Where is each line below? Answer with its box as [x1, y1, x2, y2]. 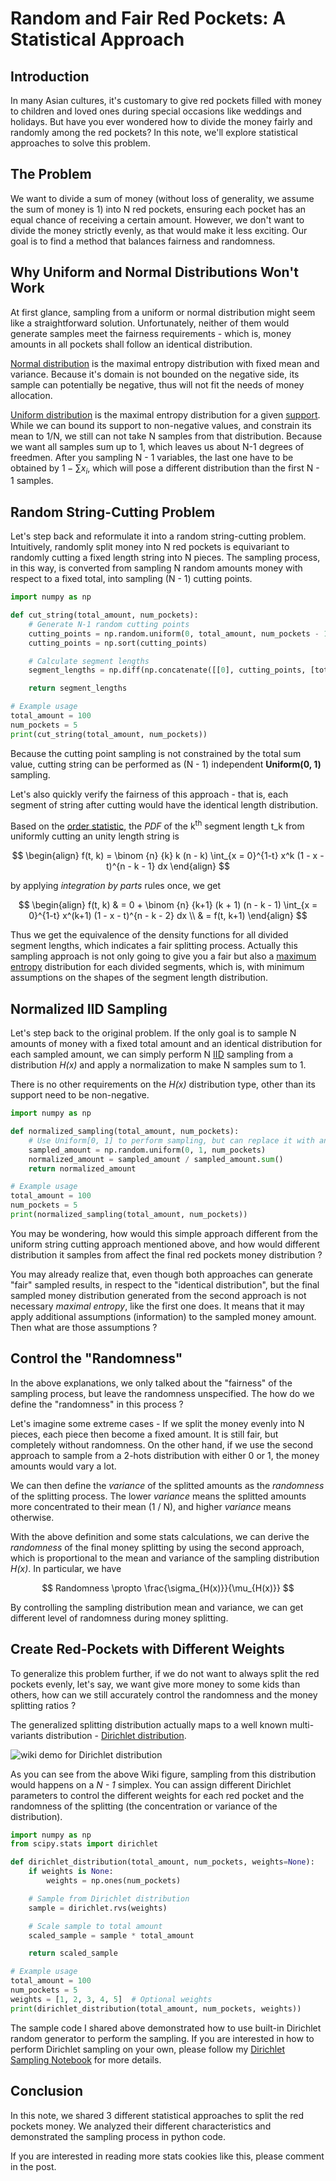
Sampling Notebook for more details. [10, 2053, 162, 2066]
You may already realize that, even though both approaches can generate [10, 1268, 313, 1280]
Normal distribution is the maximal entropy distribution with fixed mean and [10, 357, 320, 369]
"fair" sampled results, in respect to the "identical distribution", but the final [10, 1278, 320, 1291]
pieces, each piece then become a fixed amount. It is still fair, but [10, 1428, 279, 1440]
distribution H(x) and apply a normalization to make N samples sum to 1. [10, 1059, 307, 1071]
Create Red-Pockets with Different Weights [10, 1641, 285, 1658]
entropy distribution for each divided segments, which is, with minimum [10, 961, 305, 973]
